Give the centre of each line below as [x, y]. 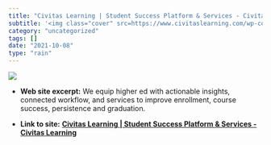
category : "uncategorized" [54, 31]
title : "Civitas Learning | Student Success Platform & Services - [124, 16]
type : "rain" [30, 53]
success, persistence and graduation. [83, 108]
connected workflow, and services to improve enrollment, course [128, 100]
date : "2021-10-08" [41, 46]
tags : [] [23, 38]
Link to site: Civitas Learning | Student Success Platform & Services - [138, 124]
